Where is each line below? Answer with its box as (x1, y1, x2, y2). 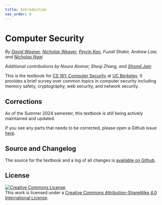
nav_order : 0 (5, 12, 32, 17)
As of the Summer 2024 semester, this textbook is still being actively (5, 110, 143, 116)
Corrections (5, 97, 42, 105)
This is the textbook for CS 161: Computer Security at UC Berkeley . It (5, 73, 142, 79)
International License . (5, 195, 49, 201)
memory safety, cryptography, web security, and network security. (5, 83, 139, 89)
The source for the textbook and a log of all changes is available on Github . (5, 157, 156, 164)
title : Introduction (5, 7, 47, 12)
